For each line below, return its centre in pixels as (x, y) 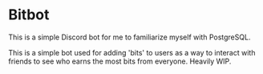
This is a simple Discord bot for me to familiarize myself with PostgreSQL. (129, 37)
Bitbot (29, 15)
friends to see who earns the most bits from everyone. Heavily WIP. (120, 61)
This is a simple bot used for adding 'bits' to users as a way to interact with (132, 52)
